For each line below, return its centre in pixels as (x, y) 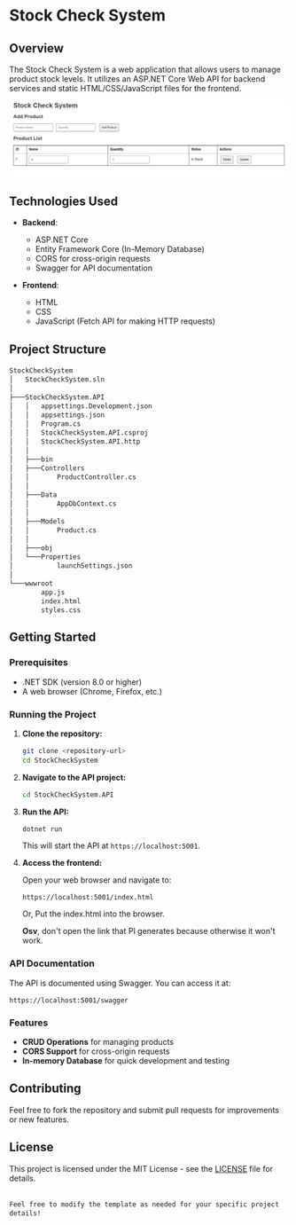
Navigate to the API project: (74, 777)
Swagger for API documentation (94, 268)
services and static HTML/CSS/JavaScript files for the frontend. (125, 88)
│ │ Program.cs (45, 424)
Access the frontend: (62, 863)
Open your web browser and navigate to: (97, 880)
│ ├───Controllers (47, 468)
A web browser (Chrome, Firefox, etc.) (92, 691)
